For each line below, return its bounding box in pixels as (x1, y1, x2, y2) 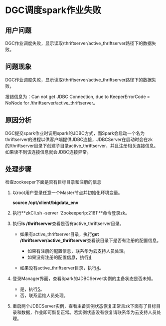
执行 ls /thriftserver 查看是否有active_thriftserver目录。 (12, 220, 124, 226)
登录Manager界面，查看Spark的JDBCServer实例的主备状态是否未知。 (12, 275, 156, 281)
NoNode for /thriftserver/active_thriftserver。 (5, 99, 98, 105)
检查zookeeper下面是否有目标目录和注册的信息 (5, 179, 102, 185)
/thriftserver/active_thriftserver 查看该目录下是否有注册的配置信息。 (19, 237, 161, 243)
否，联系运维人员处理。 (19, 292, 68, 298)
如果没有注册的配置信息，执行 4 (27, 254, 92, 260)
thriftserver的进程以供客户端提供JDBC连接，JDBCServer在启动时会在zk (5, 136, 153, 142)
